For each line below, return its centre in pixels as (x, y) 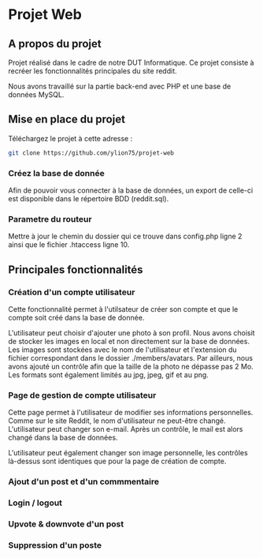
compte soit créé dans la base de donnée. (76, 317)
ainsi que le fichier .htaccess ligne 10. (69, 245)
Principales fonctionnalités (76, 270)
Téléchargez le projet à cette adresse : (70, 138)
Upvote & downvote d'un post (66, 524)
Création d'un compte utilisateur (72, 292)
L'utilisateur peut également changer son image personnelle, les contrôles (128, 453)
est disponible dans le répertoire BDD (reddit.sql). (89, 198)
